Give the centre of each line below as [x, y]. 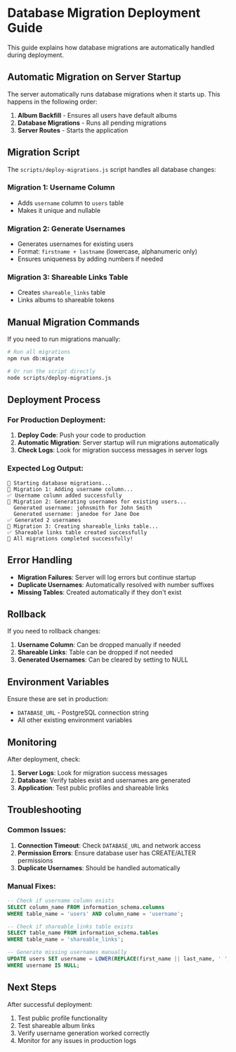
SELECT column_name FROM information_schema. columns [86, 907]
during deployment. [36, 55]
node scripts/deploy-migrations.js [59, 378]
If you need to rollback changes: [54, 631]
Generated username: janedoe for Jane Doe [77, 514]
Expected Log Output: [46, 469]
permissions [35, 860]
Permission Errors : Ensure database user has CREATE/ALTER [107, 853]
